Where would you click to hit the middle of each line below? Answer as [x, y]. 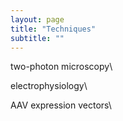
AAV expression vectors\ [61, 105]
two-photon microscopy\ [61, 67]
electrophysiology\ [49, 86]
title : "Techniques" [53, 29]
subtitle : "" [37, 38]
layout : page [37, 19]
